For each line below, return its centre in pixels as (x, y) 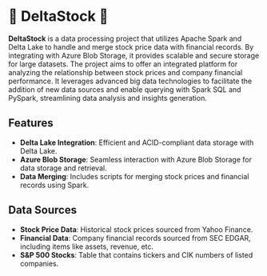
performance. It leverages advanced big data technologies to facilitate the (130, 81)
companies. (39, 263)
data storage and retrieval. (63, 168)
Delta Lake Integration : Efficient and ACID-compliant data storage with (137, 142)
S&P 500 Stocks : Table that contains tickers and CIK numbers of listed (136, 254)
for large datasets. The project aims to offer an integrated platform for (123, 64)
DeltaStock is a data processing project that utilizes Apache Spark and (125, 38)
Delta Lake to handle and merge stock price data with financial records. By (131, 46)
